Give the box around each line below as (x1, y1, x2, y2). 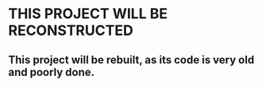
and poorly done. (8, 65, 95, 79)
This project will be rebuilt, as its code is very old (8, 53, 255, 66)
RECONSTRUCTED (8, 21, 133, 40)
